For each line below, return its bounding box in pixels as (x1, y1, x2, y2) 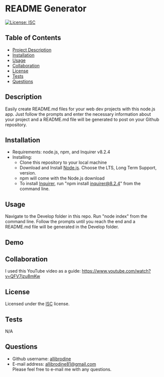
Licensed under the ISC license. (5, 301, 70, 307)
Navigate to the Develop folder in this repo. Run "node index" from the (5, 213, 148, 219)
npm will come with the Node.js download (19, 175, 105, 181)
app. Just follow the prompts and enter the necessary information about (5, 111, 151, 117)
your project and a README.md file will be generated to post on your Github (5, 116, 160, 122)
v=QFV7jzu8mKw (5, 273, 40, 280)
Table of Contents (5, 34, 62, 42)
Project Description (12, 47, 52, 52)
